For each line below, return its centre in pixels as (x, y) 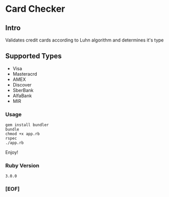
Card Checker (35, 9)
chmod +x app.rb (22, 134)
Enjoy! (12, 152)
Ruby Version (22, 166)
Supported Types (34, 56)
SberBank (23, 90)
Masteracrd (25, 74)
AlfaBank (22, 96)
